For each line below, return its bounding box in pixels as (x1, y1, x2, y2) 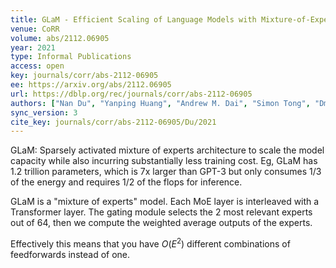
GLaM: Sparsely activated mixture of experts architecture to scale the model (10, 144, 325, 156)
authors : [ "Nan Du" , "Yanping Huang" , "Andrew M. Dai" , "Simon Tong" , (10, 98, 311, 108)
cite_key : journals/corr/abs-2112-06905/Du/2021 (10, 117, 217, 127)
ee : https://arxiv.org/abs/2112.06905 (10, 80, 172, 90)
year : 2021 (10, 42, 56, 53)
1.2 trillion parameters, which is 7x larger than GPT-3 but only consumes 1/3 (10, 166, 322, 178)
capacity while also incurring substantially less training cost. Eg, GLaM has (10, 155, 318, 167)
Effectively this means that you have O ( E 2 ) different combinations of (10, 236, 291, 250)
